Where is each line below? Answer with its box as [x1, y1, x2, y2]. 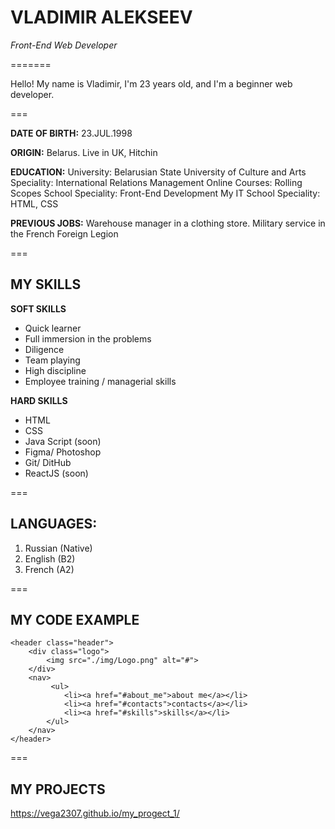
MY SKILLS [10, 276, 82, 293]
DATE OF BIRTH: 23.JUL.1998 [10, 127, 133, 139]
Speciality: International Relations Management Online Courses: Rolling [10, 176, 303, 188]
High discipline [24, 364, 87, 376]
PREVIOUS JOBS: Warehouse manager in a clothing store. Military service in [10, 217, 326, 229]
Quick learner [24, 322, 82, 334]
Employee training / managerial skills [24, 375, 177, 387]
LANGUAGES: [10, 516, 98, 533]
